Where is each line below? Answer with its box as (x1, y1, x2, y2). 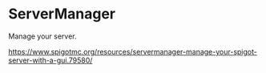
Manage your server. (8, 31, 78, 41)
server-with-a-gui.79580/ (8, 55, 93, 65)
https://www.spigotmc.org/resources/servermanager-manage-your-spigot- (8, 47, 258, 56)
